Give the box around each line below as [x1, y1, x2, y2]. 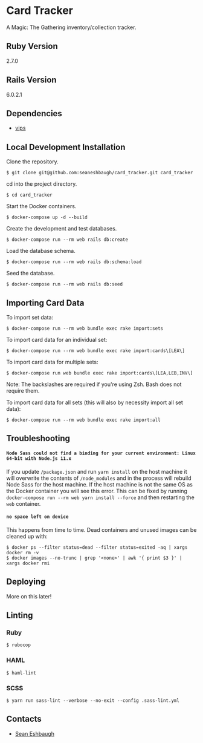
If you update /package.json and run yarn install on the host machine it [6, 468, 187, 475]
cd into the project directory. [6, 180, 77, 188]
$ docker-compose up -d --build [6, 214, 88, 221]
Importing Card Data [6, 298, 85, 308]
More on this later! [6, 592, 52, 600]
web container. [6, 500, 41, 507]
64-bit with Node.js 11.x [6, 455, 71, 462]
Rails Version [6, 75, 57, 85]
